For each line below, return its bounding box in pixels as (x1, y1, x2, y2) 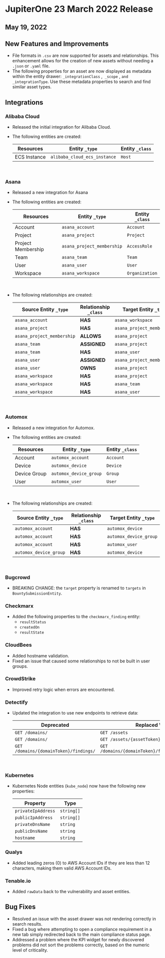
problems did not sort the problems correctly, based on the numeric (12, 942, 150, 948)
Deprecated (41, 722, 70, 729)
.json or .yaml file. (12, 63, 50, 69)
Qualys (5, 849, 23, 855)
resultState (19, 630, 44, 635)
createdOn (19, 625, 40, 630)
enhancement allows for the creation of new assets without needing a (12, 58, 154, 64)
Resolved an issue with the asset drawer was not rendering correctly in (12, 916, 156, 922)
